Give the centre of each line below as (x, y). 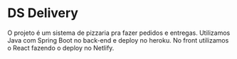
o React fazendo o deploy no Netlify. (61, 48)
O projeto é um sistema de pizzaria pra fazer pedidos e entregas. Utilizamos (119, 33)
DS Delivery (43, 13)
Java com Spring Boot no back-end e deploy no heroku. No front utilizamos (118, 40)
